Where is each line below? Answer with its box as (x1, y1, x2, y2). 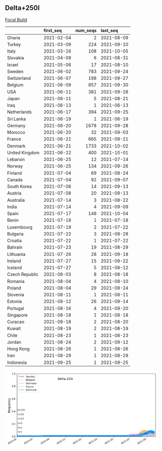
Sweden (7, 68, 24, 74)
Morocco (7, 129, 25, 135)
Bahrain (7, 244, 23, 250)
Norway (7, 163, 23, 169)
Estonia (7, 299, 22, 305)
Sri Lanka (7, 116, 26, 122)
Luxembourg (7, 224, 32, 230)
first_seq (43, 28, 62, 34)
